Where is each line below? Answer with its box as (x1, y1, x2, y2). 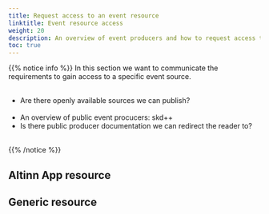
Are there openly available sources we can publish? (19, 96, 191, 105)
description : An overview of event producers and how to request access (8, 34, 256, 42)
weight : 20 (8, 26, 45, 34)
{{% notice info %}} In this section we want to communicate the (8, 63, 219, 73)
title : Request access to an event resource (8, 11, 159, 20)
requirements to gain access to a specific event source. (8, 72, 191, 81)
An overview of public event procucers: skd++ (19, 113, 174, 122)
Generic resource (8, 195, 98, 208)
